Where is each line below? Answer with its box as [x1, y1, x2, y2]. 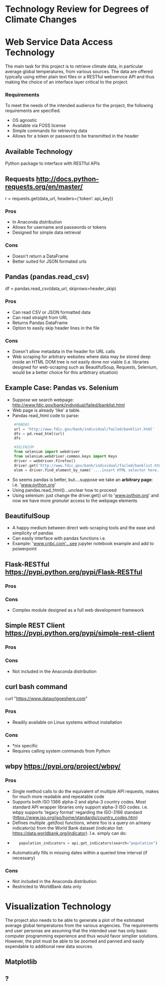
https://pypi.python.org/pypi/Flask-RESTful [5, 568, 142, 576]
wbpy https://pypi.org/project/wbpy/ [5, 762, 121, 770]
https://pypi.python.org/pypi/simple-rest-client [5, 629, 155, 637]
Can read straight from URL [12, 314, 68, 320]
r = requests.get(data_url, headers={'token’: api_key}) [5, 196, 113, 202]
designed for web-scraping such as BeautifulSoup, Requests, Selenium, [12, 364, 158, 370]
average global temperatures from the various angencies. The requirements [5, 922, 159, 928]
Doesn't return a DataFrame [12, 253, 69, 259]
